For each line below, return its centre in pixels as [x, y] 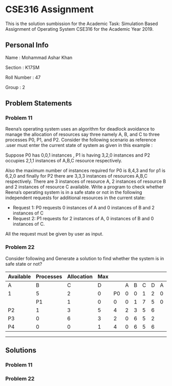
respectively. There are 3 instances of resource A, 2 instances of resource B [86, 181]
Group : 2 [15, 87]
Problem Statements [39, 103]
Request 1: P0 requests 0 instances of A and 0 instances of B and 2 [84, 208]
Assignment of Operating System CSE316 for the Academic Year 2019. [79, 29]
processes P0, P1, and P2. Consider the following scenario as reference [81, 140]
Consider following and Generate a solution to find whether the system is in [85, 258]
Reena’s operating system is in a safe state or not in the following [74, 192]
